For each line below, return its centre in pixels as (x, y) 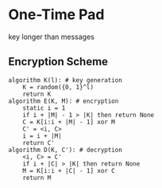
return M (37, 178)
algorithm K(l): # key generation (66, 80)
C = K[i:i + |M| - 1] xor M (69, 122)
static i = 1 (44, 108)
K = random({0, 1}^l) (58, 87)
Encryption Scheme (58, 62)
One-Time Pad (56, 15)
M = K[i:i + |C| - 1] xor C (69, 170)
